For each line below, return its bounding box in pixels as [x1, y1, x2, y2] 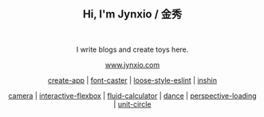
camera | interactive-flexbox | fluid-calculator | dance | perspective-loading [8, 91, 257, 100]
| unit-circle [113, 99, 152, 109]
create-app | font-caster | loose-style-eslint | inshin [47, 75, 218, 85]
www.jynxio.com [104, 60, 160, 69]
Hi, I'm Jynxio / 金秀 [82, 7, 183, 21]
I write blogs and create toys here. [76, 45, 189, 54]
